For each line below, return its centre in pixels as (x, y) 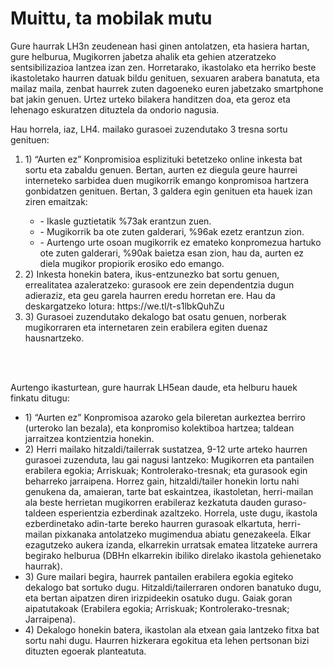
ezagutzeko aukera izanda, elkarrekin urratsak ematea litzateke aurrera (171, 544)
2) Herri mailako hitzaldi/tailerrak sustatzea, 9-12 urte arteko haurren (166, 449)
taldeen (40, 513)
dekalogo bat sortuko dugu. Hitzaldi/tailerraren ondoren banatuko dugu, (173, 587)
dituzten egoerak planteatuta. (85, 651)
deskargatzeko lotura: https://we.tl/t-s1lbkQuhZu (124, 306)
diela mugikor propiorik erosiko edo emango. (132, 263)
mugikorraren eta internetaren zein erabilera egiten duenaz (146, 327)
